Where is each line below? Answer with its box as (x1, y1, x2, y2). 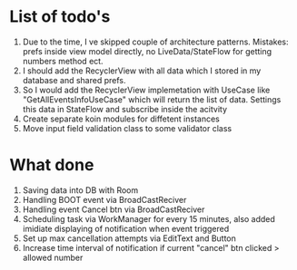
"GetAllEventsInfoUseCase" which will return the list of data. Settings (22, 93, 282, 105)
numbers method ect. (22, 55, 104, 66)
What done (9, 155, 94, 176)
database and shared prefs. (22, 74, 126, 85)
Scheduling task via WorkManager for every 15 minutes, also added (22, 213, 275, 224)
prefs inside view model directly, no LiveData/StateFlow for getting (22, 45, 272, 56)
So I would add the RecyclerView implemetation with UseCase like (22, 84, 271, 95)
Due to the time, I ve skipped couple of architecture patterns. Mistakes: (22, 36, 289, 47)
